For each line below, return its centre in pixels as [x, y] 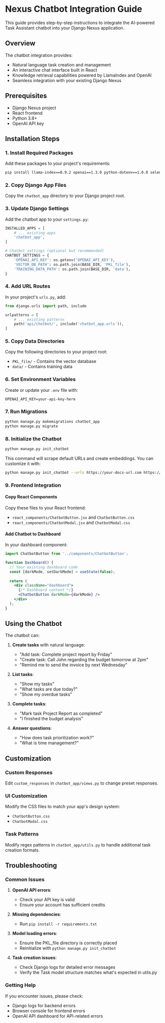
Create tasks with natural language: [48, 645]
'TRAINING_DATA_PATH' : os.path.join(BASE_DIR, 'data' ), [72, 269]
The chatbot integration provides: [39, 55]
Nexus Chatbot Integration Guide [74, 9]
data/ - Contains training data [42, 367]
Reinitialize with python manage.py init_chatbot [68, 948]
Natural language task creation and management [62, 64]
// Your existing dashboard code [44, 567]
